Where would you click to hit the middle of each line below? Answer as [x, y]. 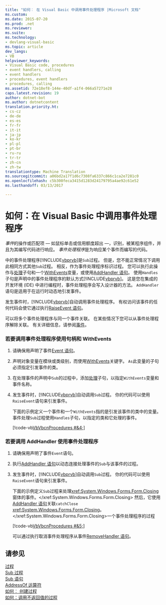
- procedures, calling [29, 84]
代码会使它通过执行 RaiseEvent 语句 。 [47, 308]
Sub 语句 [14, 579]
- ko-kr [13, 139]
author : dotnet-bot [25, 98]
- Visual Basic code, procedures [40, 65]
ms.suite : [15, 33]
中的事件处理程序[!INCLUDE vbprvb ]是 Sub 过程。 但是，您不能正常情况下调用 [83, 260]
